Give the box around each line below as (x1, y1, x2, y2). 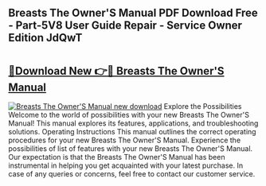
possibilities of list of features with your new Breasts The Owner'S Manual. (8, 144, 253, 153)
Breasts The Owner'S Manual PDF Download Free (8, 6, 259, 20)
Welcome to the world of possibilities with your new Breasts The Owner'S (8, 110, 249, 119)
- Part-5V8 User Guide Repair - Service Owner (8, 19, 243, 33)
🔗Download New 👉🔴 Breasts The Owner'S (8, 64, 225, 78)
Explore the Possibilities (163, 102, 242, 110)
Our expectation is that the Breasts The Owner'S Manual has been (8, 153, 225, 161)
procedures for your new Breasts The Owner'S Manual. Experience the (8, 135, 241, 145)
